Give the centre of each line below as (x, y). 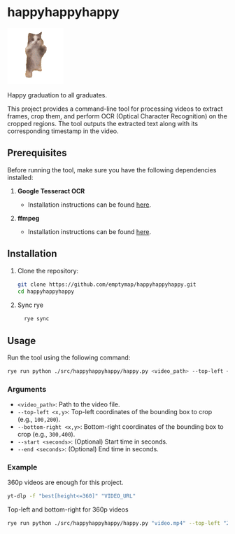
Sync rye (30, 305)
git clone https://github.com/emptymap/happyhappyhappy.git (107, 285)
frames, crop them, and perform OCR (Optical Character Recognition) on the (117, 116)
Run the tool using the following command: (69, 357)
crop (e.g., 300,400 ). (46, 434)
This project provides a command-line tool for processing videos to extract (115, 109)
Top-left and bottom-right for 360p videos (68, 509)
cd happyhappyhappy (46, 292)
